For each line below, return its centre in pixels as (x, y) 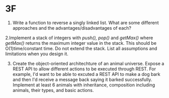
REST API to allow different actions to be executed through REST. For (84, 69)
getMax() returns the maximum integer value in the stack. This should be (81, 43)
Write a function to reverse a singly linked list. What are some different (86, 23)
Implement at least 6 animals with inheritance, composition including (84, 85)
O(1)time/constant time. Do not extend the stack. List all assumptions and (81, 48)
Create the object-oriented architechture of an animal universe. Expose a (88, 63)
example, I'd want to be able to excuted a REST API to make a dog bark (86, 74)
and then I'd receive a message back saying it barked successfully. (82, 79)
